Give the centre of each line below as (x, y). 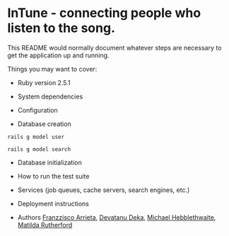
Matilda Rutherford (45, 225)
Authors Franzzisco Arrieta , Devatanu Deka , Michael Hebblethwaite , (117, 217)
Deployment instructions (53, 203)
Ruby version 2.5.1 (44, 82)
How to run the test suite (53, 176)
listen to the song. (61, 28)
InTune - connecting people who (104, 13)
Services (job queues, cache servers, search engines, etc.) (104, 190)
